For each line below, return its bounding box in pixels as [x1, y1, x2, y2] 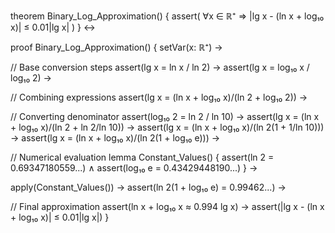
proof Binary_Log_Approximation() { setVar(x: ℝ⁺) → [10, 41, 223, 53]
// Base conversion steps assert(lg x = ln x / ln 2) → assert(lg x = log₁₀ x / [10, 61, 310, 73]
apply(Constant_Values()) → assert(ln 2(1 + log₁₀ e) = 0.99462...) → [10, 181, 287, 193]
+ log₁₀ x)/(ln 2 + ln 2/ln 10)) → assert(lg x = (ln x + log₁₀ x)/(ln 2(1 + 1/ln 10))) [10, 121, 325, 133]
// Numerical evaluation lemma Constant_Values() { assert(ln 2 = [10, 151, 275, 163]
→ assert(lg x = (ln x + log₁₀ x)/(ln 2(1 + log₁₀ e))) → [10, 132, 221, 144]
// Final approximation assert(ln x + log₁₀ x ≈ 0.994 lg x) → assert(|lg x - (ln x [10, 201, 325, 212]
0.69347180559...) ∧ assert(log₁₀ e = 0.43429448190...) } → [10, 162, 258, 174]
